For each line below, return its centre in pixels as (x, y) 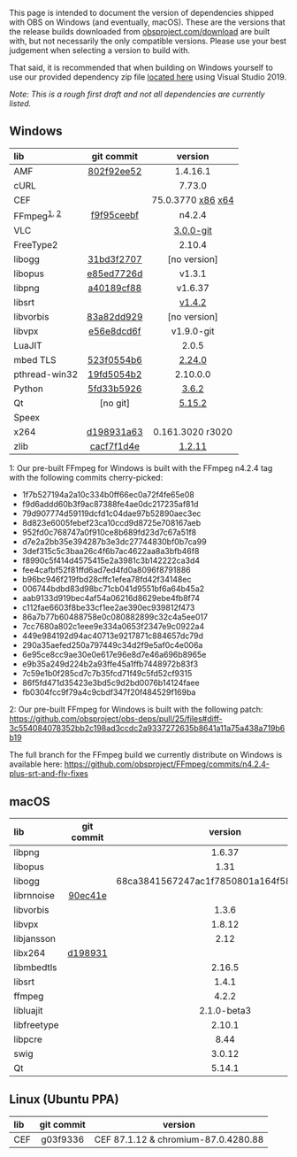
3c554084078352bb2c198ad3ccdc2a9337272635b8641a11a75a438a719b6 (147, 729)
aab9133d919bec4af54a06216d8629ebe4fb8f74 (111, 598)
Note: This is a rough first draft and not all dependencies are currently (137, 94)
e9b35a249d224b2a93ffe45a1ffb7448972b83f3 (110, 664)
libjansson (34, 938)
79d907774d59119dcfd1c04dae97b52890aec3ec (111, 513)
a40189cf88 (115, 289)
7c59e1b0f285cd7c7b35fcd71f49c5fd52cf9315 (107, 674)
